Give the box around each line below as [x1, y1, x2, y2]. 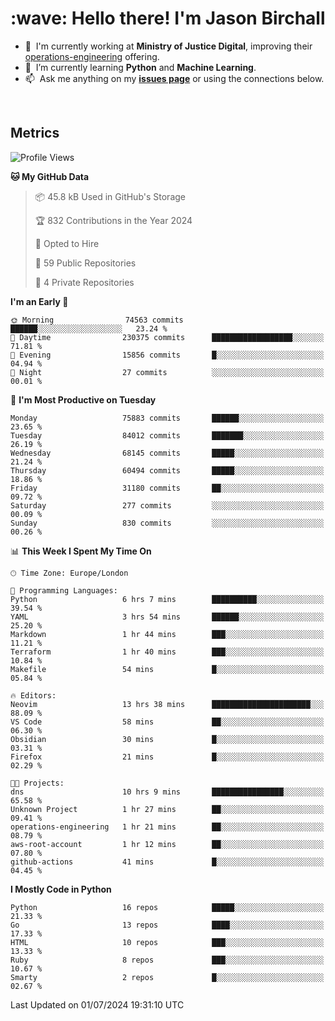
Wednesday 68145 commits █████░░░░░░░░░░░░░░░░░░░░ [10, 448, 325, 458]
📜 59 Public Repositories [34, 257, 137, 269]
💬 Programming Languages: [10, 585, 118, 596]
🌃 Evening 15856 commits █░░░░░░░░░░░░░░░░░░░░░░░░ [10, 350, 325, 360]
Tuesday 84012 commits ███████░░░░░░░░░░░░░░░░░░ [10, 430, 325, 441]
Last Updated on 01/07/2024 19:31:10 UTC [10, 998, 185, 1011]
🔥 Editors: [10, 690, 57, 701]
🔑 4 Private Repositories [34, 276, 135, 288]
